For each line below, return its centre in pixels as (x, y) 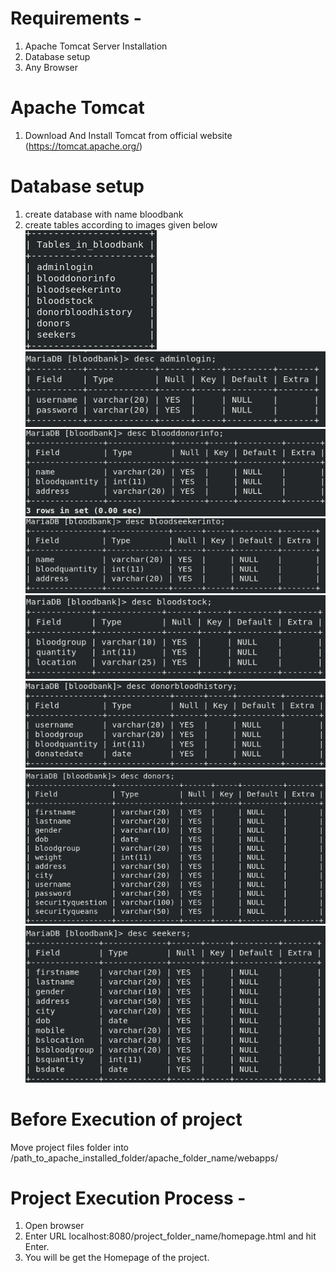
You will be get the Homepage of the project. (117, 1258)
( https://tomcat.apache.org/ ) (83, 146)
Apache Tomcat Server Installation (96, 46)
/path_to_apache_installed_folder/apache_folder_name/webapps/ (144, 1158)
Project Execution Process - (128, 1198)
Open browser (54, 1226)
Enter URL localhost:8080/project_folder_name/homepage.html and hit (170, 1236)
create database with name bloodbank (104, 214)
